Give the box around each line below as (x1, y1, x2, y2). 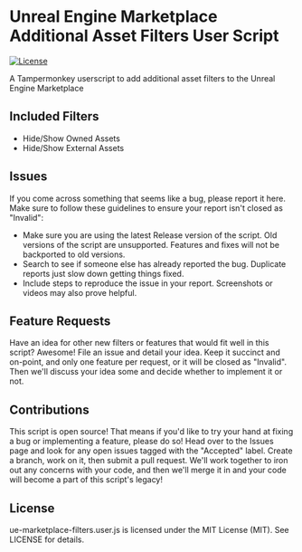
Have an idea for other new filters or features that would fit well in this (9, 338, 269, 348)
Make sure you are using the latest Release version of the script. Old (22, 229, 278, 241)
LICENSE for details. (9, 534, 85, 545)
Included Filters (9, 109, 99, 124)
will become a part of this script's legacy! (9, 474, 164, 485)
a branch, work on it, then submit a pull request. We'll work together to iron (9, 455, 288, 466)
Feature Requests (9, 313, 111, 328)
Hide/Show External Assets (22, 142, 125, 153)
